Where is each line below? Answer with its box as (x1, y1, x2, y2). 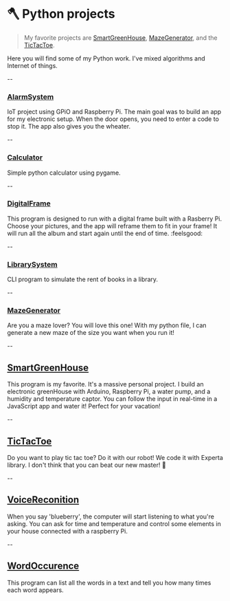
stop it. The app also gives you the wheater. (7, 122, 131, 131)
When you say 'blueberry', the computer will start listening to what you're (7, 512, 215, 521)
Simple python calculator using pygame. (7, 168, 122, 177)
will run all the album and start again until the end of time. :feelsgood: (7, 229, 203, 237)
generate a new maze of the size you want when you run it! (7, 329, 175, 337)
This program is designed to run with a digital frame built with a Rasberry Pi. (7, 215, 222, 223)
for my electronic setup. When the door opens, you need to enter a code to (7, 115, 220, 123)
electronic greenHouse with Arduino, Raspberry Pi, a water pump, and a (7, 387, 211, 396)
